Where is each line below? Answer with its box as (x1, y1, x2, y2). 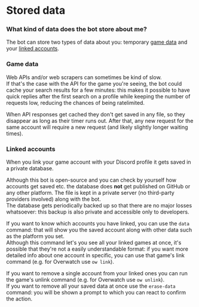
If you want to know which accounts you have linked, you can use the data (6, 220, 190, 227)
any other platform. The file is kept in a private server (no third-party (6, 189, 174, 197)
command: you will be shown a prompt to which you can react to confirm (6, 289, 186, 296)
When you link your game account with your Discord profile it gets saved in (6, 158, 191, 165)
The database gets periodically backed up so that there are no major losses (6, 202, 192, 209)
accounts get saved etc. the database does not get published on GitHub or (6, 183, 191, 190)
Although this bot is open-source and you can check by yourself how (6, 176, 177, 183)
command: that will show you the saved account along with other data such (6, 226, 192, 234)
